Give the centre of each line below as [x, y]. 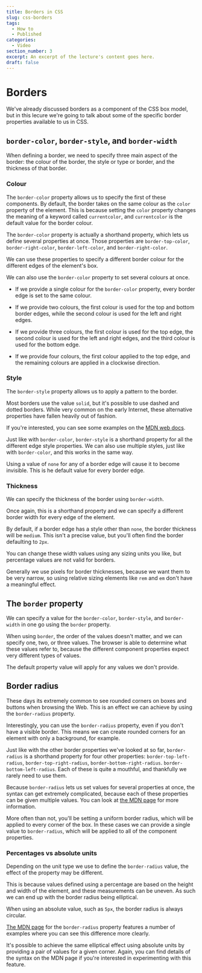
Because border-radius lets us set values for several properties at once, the [100, 787]
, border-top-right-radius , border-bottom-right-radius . [92, 763]
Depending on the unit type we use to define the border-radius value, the [97, 866]
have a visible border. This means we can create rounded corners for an [96, 731]
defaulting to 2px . [28, 542]
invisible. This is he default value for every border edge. [75, 470]
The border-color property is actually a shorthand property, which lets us [97, 234]
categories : [21, 40]
